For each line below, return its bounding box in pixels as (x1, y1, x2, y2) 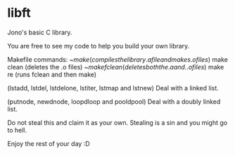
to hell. (7, 126, 27, 134)
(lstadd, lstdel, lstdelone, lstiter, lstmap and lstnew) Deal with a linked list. (7, 83, 220, 92)
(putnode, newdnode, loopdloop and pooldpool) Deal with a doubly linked (7, 97, 221, 106)
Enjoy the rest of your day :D (7, 139, 90, 148)
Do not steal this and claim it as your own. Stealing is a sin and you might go (7, 118, 227, 127)
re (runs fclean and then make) (7, 70, 97, 79)
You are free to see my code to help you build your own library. (7, 41, 190, 50)
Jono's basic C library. (7, 28, 72, 36)
